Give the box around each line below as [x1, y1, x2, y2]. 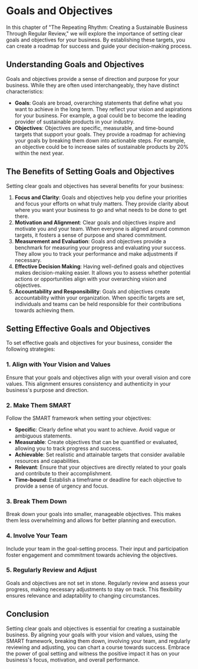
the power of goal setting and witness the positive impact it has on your [6, 650, 180, 657]
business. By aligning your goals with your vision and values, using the [6, 631, 178, 638]
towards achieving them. [14, 306, 75, 314]
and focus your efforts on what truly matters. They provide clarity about [14, 200, 189, 207]
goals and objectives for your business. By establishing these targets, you [6, 36, 186, 43]
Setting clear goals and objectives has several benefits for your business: [6, 182, 184, 190]
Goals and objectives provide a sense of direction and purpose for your [6, 75, 180, 82]
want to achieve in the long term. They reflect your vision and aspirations [14, 105, 192, 113]
